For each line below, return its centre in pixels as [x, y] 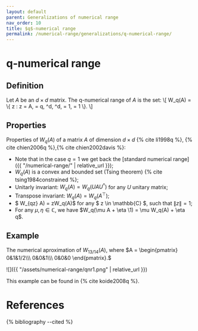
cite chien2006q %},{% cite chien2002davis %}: [66, 147]
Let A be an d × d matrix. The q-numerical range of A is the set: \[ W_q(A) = [99, 100]
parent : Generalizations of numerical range [62, 17]
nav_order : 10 [24, 23]
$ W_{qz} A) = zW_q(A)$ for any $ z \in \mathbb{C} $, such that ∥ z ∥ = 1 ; [103, 204]
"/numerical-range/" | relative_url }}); [68, 165]
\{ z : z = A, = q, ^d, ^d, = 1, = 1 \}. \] [49, 107]
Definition [25, 85]
